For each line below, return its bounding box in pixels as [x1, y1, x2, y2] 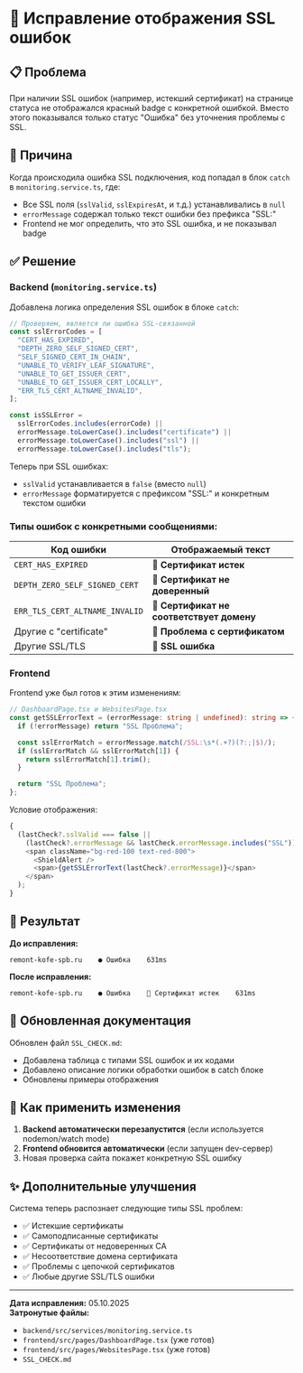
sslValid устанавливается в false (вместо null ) [22, 478, 207, 489]
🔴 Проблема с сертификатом [151, 625, 285, 638]
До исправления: [9, 938, 78, 948]
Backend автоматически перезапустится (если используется [22, 1124, 264, 1135]
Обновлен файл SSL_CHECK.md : [9, 1037, 123, 1048]
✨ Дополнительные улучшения [9, 1179, 197, 1194]
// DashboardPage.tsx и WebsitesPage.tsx [9, 705, 168, 715]
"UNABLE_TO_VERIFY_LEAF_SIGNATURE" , [17, 360, 155, 369]
